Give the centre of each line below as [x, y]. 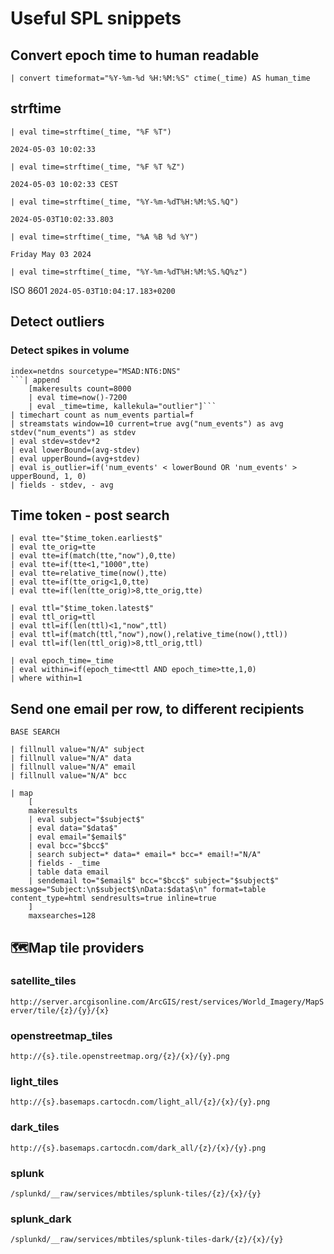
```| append [35, 380]
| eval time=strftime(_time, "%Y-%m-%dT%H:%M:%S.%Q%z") [129, 272]
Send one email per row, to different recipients [157, 708]
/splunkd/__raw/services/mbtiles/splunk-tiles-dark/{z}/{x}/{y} [147, 1240]
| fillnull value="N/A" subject [77, 750]
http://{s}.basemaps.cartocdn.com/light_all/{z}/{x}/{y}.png [140, 1102]
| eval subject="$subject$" [86, 820]
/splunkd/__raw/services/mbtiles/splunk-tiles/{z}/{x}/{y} [136, 1194]
